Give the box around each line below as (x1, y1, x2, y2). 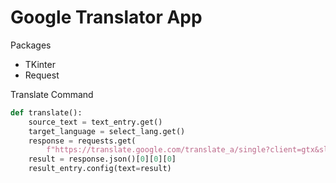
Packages (10, 39, 52, 51)
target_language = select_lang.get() (28, 126, 186, 136)
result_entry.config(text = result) (28, 164, 172, 174)
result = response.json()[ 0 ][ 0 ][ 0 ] (28, 154, 177, 165)
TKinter (24, 58, 56, 70)
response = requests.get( (28, 136, 137, 146)
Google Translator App (10, 6, 203, 29)
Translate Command (10, 88, 94, 100)
